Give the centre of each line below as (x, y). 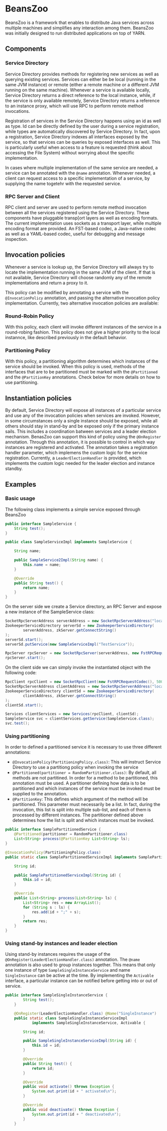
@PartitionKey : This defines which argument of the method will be (80, 799)
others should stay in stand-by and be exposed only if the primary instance (82, 426)
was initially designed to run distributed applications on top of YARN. (75, 33)
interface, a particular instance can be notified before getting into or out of (81, 981)
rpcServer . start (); (25, 658)
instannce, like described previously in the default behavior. (66, 338)
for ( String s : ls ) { (46, 907)
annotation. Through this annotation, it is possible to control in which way (80, 442)
